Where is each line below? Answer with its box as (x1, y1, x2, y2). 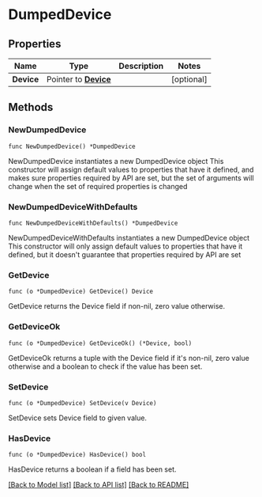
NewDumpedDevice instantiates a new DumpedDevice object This (8, 156, 224, 165)
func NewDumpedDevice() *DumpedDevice (8, 142, 136, 150)
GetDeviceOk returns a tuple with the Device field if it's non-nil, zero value (8, 353, 250, 362)
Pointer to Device (46, 74, 112, 85)
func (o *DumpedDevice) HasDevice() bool (8, 451, 147, 459)
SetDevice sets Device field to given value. (8, 413, 148, 423)
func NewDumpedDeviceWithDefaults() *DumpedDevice (8, 219, 178, 227)
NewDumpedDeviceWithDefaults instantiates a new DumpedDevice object (8, 233, 250, 242)
